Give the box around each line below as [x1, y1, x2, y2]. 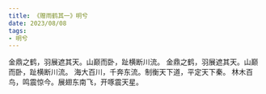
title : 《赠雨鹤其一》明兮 [8, 11, 89, 20]
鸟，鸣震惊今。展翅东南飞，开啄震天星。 [8, 77, 143, 87]
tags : [8, 27, 27, 35]
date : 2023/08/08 [8, 19, 67, 27]
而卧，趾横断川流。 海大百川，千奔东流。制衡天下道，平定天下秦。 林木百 [8, 67, 253, 77]
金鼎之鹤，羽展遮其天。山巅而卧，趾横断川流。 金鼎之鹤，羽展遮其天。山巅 [8, 57, 259, 67]
